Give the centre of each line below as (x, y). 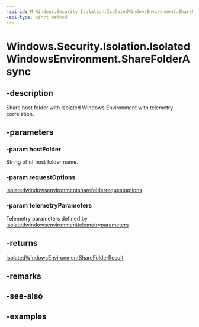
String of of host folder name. (42, 162)
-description (30, 93)
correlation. (20, 114)
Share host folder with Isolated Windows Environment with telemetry (90, 108)
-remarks (24, 276)
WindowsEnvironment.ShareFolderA (98, 59)
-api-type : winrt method (37, 17)
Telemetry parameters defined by (47, 218)
